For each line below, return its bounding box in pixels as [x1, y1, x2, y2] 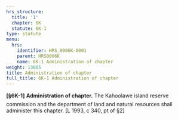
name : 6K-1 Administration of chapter [17, 59, 113, 64]
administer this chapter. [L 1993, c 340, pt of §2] [6, 107, 125, 114]
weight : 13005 [6, 64, 42, 70]
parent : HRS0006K [17, 53, 60, 59]
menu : [6, 36, 20, 42]
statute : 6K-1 [11, 25, 47, 32]
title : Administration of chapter [6, 70, 93, 76]
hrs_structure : [6, 8, 44, 15]
